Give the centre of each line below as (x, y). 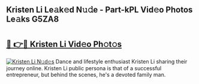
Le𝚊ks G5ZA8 (33, 19)
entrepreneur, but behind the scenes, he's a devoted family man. (86, 75)
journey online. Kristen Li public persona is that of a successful (84, 68)
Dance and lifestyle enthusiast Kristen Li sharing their (121, 61)
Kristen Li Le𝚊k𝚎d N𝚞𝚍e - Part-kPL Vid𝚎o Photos (99, 10)
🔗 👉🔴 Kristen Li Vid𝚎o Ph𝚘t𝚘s (64, 44)
